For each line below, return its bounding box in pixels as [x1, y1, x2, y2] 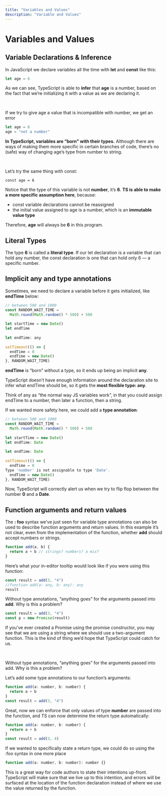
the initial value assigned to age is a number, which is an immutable [12, 207, 152, 213]
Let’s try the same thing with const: [5, 168, 77, 175]
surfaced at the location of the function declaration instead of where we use [5, 780, 162, 786]
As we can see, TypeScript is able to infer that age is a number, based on [5, 85, 156, 91]
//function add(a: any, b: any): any [5, 582, 84, 588]
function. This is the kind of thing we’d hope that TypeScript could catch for [5, 635, 161, 641]
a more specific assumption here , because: [5, 192, 96, 198]
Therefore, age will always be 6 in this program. [5, 222, 104, 228]
